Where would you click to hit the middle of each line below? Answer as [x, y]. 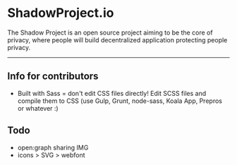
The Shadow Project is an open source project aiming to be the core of [110, 32]
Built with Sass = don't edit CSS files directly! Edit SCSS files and [112, 93]
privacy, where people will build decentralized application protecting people [117, 39]
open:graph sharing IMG [53, 147]
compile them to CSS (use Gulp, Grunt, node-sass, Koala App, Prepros [120, 101]
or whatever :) [38, 108]
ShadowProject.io [61, 13]
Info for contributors [53, 77]
